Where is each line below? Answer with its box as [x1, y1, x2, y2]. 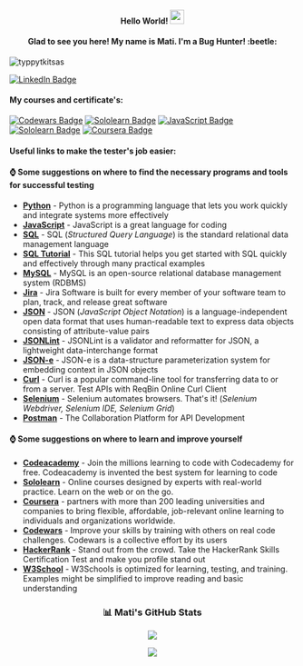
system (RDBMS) [22, 277, 87, 288]
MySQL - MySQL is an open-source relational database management [22, 267, 282, 278]
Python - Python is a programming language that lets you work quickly [22, 200, 288, 211]
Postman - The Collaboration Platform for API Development [22, 412, 245, 423]
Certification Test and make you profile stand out [22, 554, 206, 564]
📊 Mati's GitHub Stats [103, 606, 202, 619]
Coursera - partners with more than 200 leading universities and [22, 496, 265, 506]
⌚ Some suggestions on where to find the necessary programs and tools [9, 166, 288, 178]
